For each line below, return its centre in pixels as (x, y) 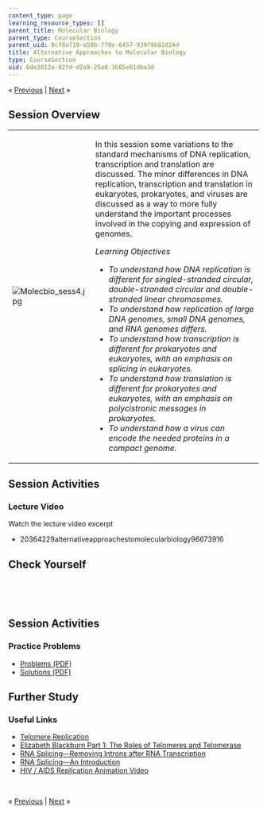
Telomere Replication (54, 737)
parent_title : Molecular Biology (64, 30)
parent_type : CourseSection (55, 38)
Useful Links (33, 719)
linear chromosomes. (184, 299)
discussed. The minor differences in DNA (172, 174)
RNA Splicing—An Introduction (70, 762)
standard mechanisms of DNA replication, (173, 154)
